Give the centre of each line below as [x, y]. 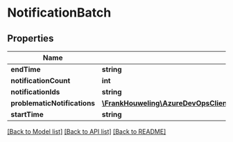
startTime [27, 114]
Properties [31, 38]
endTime [26, 69]
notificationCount [41, 81]
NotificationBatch [59, 13]
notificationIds [35, 92]
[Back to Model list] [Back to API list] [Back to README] [87, 132]
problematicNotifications [53, 103]
